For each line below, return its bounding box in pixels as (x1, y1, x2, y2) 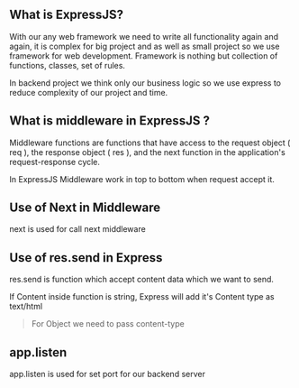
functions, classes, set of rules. (9, 60, 126, 70)
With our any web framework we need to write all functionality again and (9, 31, 279, 42)
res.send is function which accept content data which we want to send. (9, 274, 275, 285)
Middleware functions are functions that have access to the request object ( (9, 137, 291, 148)
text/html (9, 301, 43, 312)
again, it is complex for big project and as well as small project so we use (9, 41, 280, 51)
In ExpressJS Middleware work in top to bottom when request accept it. (9, 173, 275, 184)
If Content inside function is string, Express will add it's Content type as (9, 291, 275, 302)
